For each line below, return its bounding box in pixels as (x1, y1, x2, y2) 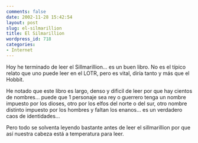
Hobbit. (6, 76, 24, 83)
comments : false (6, 8, 46, 15)
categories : (6, 42, 35, 48)
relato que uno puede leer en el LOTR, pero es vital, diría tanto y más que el (6, 69, 190, 77)
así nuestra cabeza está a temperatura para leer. (6, 130, 124, 137)
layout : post (6, 19, 38, 25)
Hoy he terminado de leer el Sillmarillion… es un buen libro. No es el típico (6, 63, 186, 70)
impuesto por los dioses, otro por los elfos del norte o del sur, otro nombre (6, 100, 187, 107)
